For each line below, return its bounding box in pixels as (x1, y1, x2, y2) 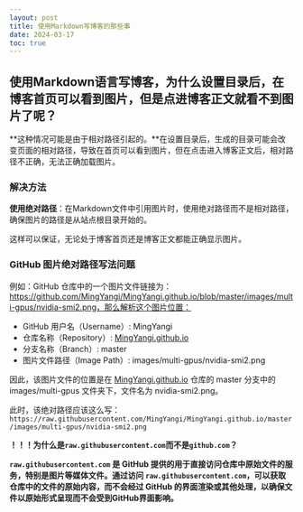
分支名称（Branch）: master (22, 343, 127, 354)
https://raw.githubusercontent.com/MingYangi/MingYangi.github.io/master (9, 414, 293, 424)
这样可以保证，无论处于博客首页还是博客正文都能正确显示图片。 (9, 234, 246, 245)
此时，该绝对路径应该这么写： (9, 404, 120, 415)
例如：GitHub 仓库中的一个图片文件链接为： (9, 281, 172, 292)
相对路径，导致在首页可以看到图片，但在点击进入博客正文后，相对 (40, 145, 286, 156)
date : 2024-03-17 (9, 30, 75, 39)
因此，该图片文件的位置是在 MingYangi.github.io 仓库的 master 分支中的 (9, 374, 277, 385)
